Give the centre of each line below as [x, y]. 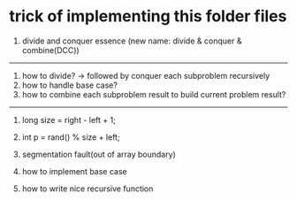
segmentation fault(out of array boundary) [99, 154]
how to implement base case [74, 171]
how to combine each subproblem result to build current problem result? [154, 94]
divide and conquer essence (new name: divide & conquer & [132, 41]
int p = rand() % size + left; [71, 137]
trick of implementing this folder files [148, 16]
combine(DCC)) [50, 50]
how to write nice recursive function [88, 189]
